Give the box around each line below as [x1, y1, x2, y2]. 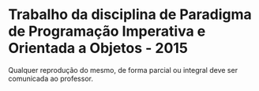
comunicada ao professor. [8, 74, 93, 83]
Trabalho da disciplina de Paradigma [8, 6, 253, 24]
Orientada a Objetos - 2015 [8, 40, 188, 57]
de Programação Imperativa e [8, 22, 206, 40]
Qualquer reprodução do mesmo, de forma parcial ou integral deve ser [8, 65, 238, 74]
